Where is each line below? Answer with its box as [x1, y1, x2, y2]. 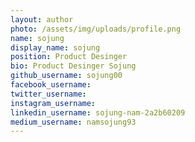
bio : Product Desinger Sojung [10, 61, 137, 71]
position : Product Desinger [10, 52, 128, 62]
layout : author [10, 14, 74, 25]
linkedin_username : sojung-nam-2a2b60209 [10, 107, 186, 118]
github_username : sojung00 [10, 71, 123, 81]
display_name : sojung [10, 42, 101, 53]
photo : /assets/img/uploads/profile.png [10, 24, 182, 34]
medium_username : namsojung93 [10, 117, 137, 127]
